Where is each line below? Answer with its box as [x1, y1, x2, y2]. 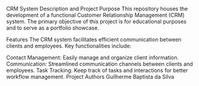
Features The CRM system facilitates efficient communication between [6, 36, 182, 43]
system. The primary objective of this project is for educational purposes [6, 18, 187, 25]
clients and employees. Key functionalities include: [6, 42, 132, 49]
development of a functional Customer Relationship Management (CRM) [6, 11, 185, 19]
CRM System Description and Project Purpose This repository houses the [6, 5, 188, 12]
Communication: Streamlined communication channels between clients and [6, 60, 194, 67]
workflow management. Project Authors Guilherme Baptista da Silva [6, 73, 174, 80]
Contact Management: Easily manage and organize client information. [6, 54, 179, 61]
